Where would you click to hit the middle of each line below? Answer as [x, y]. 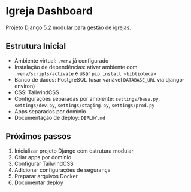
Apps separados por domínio [50, 111]
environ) [25, 86]
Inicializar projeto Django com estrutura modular [74, 151]
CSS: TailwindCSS [37, 92]
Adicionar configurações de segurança [63, 170]
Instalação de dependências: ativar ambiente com [76, 67]
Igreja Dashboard [49, 11]
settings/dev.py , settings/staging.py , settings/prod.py [84, 105]
